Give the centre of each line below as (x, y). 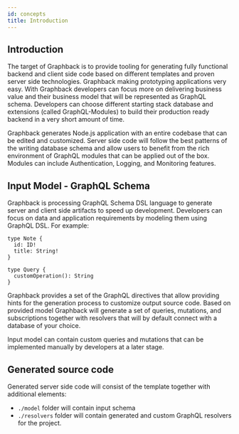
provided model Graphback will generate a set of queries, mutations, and (115, 311)
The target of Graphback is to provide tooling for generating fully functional (118, 67)
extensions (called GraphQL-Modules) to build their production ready (108, 112)
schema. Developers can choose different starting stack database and (110, 105)
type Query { (27, 270)
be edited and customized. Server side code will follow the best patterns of (117, 141)
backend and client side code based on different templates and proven (111, 74)
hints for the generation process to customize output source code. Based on (119, 303)
